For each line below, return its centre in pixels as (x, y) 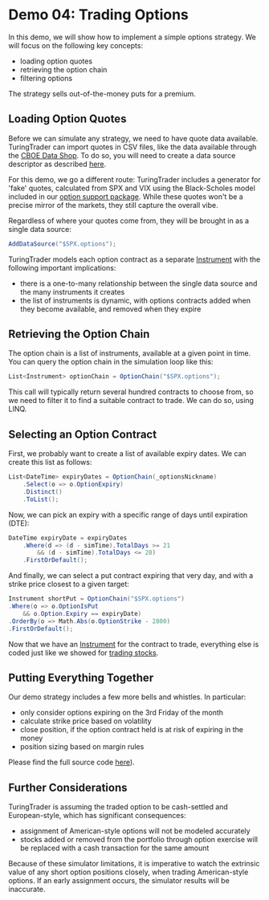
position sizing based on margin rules (82, 747)
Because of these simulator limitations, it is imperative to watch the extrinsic (134, 864)
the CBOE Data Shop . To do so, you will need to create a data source (122, 155)
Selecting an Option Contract (83, 434)
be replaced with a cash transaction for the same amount (114, 848)
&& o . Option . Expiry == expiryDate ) (82, 613)
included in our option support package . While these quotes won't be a (126, 196)
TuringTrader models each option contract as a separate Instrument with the (134, 259)
